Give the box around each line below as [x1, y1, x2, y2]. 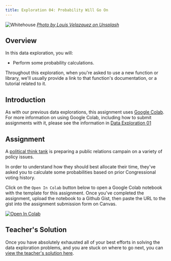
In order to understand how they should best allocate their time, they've [5, 164, 156, 170]
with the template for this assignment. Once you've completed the [5, 190, 144, 196]
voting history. [5, 175, 36, 181]
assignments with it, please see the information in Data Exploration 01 [5, 120, 152, 126]
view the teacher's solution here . [5, 250, 75, 256]
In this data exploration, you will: [5, 50, 73, 56]
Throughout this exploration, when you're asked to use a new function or [5, 70, 159, 76]
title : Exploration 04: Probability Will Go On [5, 7, 109, 13]
